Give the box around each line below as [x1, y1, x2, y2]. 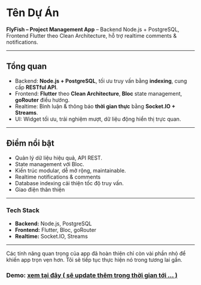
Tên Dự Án [6, 6, 59, 20]
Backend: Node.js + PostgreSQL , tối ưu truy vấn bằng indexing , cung [14, 77, 187, 84]
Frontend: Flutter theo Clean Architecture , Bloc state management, [14, 90, 182, 97]
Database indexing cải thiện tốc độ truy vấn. [14, 179, 124, 186]
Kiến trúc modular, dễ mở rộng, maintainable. [14, 167, 126, 174]
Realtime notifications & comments [14, 173, 101, 180]
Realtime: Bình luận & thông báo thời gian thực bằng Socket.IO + [14, 102, 175, 110]
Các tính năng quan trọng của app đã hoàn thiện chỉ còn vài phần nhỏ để [6, 250, 186, 257]
